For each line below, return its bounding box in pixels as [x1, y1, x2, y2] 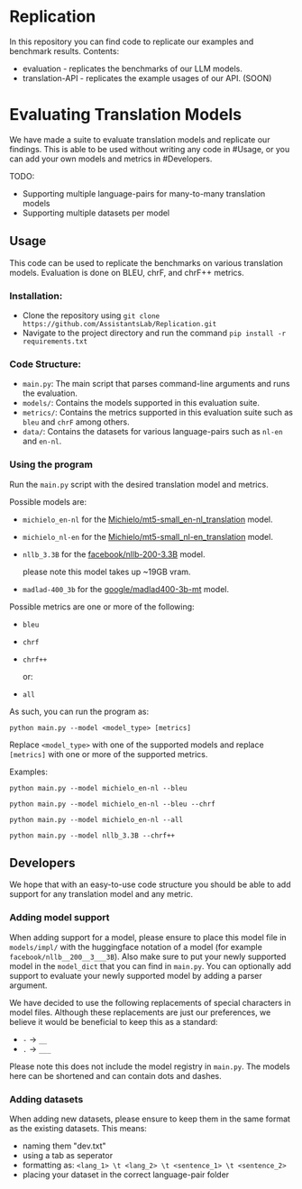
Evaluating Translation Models [9, 105, 242, 125]
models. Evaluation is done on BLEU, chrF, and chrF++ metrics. [9, 267, 245, 278]
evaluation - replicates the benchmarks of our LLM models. [22, 63, 243, 74]
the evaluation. [22, 388, 78, 398]
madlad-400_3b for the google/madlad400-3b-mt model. [22, 583, 230, 594]
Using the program [9, 458, 93, 471]
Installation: [9, 289, 63, 302]
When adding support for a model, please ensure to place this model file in [9, 931, 287, 943]
